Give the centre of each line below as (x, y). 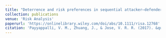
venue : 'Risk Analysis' (30, 19)
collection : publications (32, 14)
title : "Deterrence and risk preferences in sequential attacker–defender (84, 10)
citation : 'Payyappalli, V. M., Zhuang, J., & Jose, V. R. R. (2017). (79, 28)
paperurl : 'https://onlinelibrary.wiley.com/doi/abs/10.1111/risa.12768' (83, 23)
